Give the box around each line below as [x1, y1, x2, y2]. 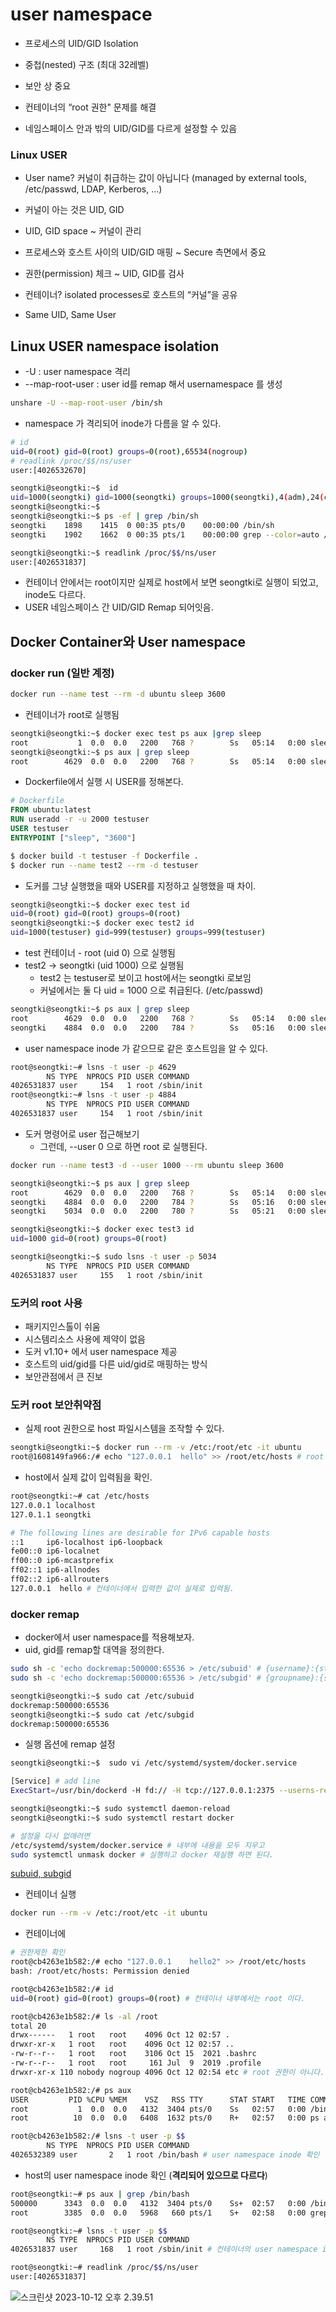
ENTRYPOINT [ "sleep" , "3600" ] [10, 833, 137, 843]
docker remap [10, 1607, 80, 1621]
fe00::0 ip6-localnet [10, 1546, 101, 1557]
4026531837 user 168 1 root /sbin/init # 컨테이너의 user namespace [10, 2244, 318, 2255]
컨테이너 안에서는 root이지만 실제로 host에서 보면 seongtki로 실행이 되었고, [24, 576, 319, 588]
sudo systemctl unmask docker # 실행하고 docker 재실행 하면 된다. [10, 1849, 275, 1860]
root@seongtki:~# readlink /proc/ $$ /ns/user [10, 2263, 199, 2273]
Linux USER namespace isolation [10, 338, 220, 355]
